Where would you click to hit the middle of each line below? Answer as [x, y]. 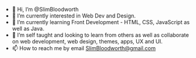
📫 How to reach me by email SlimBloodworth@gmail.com [84, 48]
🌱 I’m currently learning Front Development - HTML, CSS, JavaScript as [101, 22]
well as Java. [28, 28]
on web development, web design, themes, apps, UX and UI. [87, 41]
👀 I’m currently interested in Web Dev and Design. [74, 16]
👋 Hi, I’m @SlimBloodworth [45, 9]
